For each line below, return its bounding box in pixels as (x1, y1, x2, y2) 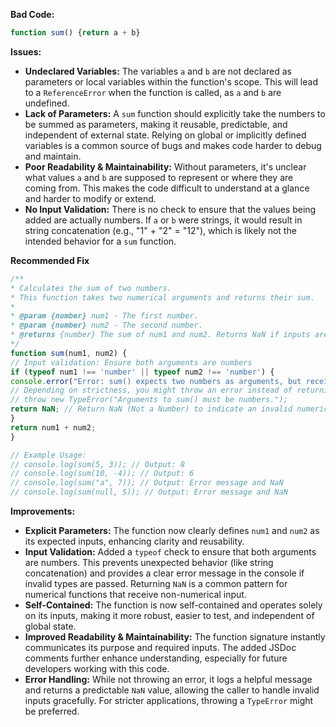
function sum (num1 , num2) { (10, 348, 128, 358)
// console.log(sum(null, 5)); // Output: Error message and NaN (10, 487, 288, 498)
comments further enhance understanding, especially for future (24, 652, 288, 664)
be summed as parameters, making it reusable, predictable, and (24, 118, 288, 130)
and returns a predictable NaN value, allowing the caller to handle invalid (24, 684, 320, 696)
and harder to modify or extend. (24, 192, 157, 204)
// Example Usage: (10, 450, 87, 460)
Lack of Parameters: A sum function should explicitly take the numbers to (24, 107, 326, 119)
